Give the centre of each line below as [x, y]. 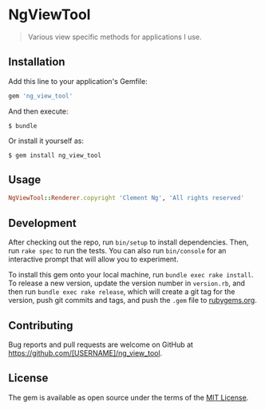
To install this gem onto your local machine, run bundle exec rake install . [131, 275]
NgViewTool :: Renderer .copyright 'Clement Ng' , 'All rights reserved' [127, 198]
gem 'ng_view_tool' [41, 96]
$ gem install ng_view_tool [55, 155]
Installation [37, 62]
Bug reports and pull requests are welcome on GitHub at [101, 344]
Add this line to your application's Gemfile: [78, 81]
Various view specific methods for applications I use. [115, 37]
